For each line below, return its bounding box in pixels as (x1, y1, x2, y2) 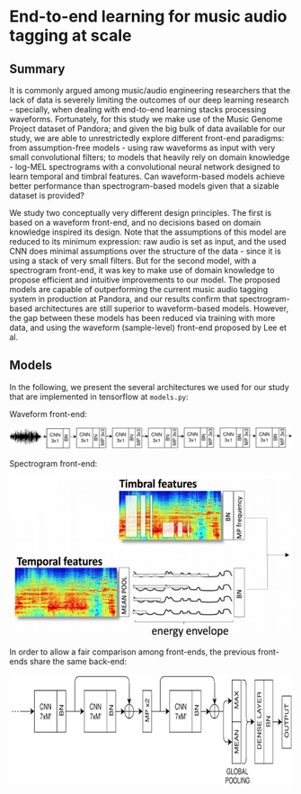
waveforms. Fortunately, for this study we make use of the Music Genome (9, 114, 283, 124)
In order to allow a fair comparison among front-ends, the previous (9, 646, 256, 657)
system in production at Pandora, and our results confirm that (9, 294, 237, 304)
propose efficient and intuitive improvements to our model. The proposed (9, 274, 280, 285)
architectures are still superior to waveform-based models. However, (34, 303, 289, 314)
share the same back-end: (30, 656, 128, 666)
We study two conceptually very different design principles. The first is (9, 208, 272, 218)
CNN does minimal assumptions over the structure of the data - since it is (9, 245, 281, 256)
